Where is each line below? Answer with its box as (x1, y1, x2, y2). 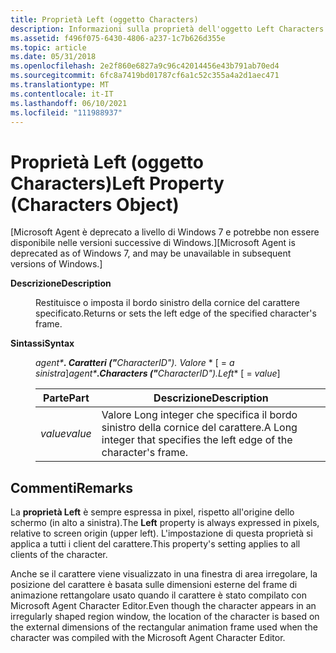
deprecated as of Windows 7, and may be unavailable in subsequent (10, 247, 292, 260)
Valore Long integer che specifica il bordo (101, 408, 298, 422)
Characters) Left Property (10, 172, 225, 195)
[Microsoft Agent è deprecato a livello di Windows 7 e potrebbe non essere (10, 226, 320, 238)
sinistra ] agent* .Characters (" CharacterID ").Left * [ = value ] (35, 367, 281, 380)
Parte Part (43, 391, 90, 405)
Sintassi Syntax (10, 337, 75, 350)
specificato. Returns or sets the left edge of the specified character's (35, 307, 317, 320)
